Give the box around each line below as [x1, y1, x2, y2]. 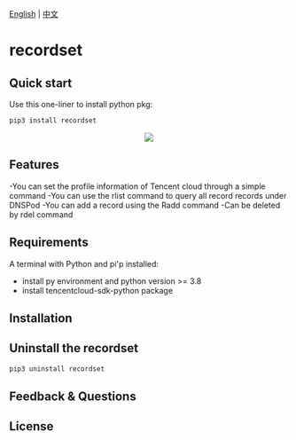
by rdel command [9, 208, 74, 220]
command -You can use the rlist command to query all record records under [9, 190, 287, 200]
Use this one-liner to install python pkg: [9, 99, 153, 109]
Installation [9, 310, 73, 326]
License [9, 419, 54, 434]
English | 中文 [9, 9, 59, 19]
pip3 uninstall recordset [9, 364, 105, 373]
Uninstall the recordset [9, 341, 139, 356]
